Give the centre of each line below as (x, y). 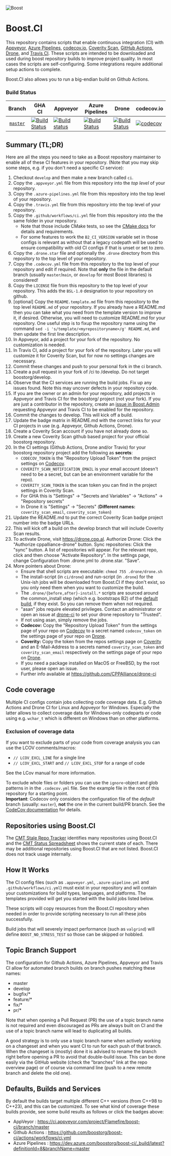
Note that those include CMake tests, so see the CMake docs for (88, 226)
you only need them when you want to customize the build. (82, 588)
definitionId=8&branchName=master (52, 1149)
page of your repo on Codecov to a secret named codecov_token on (91, 631)
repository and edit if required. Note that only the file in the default (83, 270)
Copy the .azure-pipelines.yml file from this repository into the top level (89, 194)
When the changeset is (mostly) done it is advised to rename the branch (81, 1051)
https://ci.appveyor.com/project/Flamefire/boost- (89, 1121)
